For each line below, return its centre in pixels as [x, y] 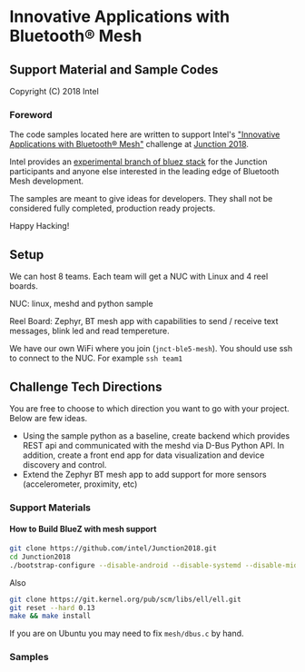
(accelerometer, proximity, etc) [80, 484]
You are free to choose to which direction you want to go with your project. [149, 408]
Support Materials [50, 508]
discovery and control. [64, 464]
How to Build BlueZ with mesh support [83, 529]
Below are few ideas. [49, 418]
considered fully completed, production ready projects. [113, 208]
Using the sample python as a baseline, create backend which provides [156, 435]
